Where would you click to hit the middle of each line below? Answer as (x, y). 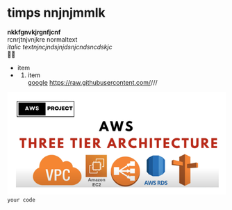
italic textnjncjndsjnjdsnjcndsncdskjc (60, 47)
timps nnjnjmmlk (56, 13)
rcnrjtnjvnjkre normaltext (42, 39)
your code (22, 200)
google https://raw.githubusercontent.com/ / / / (92, 82)
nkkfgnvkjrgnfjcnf (34, 32)
